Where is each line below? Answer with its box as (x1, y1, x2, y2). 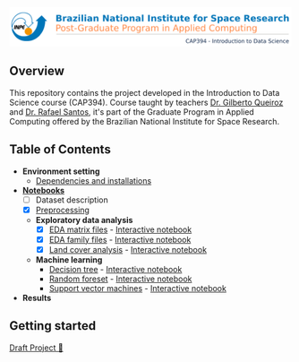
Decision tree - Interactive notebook (48, 263, 183, 274)
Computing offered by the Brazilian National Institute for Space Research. (9, 116, 280, 126)
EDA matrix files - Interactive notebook (48, 224, 192, 235)
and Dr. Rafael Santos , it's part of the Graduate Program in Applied (9, 106, 255, 117)
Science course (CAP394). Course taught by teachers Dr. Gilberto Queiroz (9, 97, 284, 108)
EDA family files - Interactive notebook (48, 234, 192, 245)
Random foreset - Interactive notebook (48, 273, 192, 284)
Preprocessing (35, 204, 90, 215)
